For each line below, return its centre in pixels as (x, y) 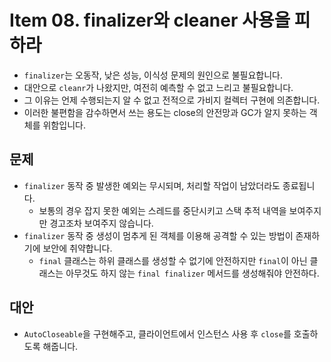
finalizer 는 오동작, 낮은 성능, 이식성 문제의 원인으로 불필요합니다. (153, 75)
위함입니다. (64, 125)
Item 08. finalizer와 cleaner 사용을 (150, 20)
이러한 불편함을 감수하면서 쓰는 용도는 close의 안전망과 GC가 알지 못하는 (165, 112)
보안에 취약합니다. (77, 248)
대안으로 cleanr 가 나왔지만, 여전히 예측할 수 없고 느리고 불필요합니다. (158, 87)
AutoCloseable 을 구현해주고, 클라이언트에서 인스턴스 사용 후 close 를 (157, 333)
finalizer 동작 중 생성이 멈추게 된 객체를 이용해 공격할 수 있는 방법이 (158, 235)
